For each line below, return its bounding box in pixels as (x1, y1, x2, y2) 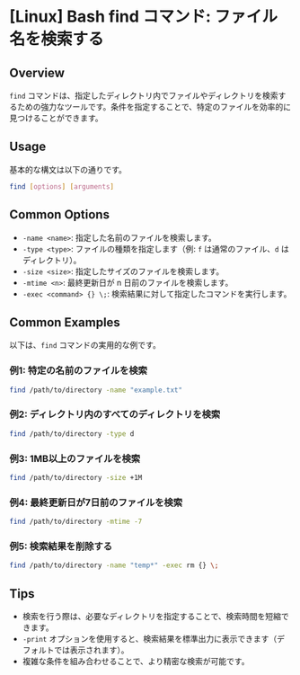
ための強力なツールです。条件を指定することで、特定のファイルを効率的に (16, 102, 292, 111)
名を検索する (9, 29, 105, 49)
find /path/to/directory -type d (9, 429, 135, 439)
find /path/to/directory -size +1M (9, 473, 143, 482)
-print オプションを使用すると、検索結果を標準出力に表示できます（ (22, 633, 278, 644)
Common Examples (9, 315, 121, 330)
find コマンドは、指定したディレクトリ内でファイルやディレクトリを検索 (9, 90, 278, 101)
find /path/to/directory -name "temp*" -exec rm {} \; (9, 561, 219, 570)
